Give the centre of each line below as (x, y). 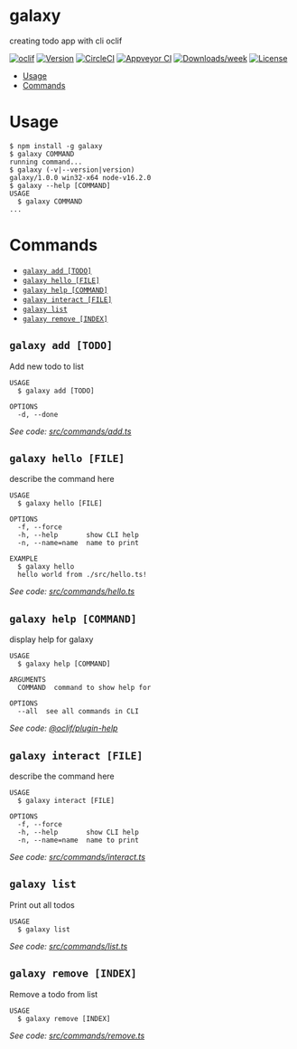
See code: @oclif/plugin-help (64, 728)
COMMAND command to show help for (84, 688)
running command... (46, 162)
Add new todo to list (46, 366)
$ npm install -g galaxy (56, 146)
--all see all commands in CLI (79, 712)
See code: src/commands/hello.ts (72, 591)
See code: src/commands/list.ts (69, 946)
